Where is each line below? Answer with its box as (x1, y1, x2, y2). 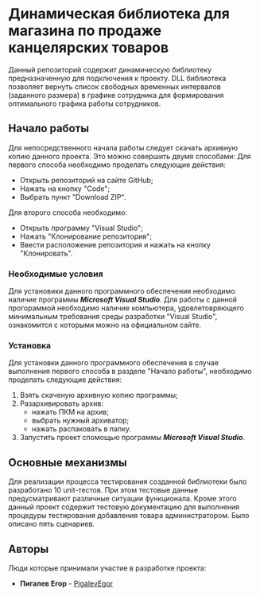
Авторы (8, 542, 49, 555)
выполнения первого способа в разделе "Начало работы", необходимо (8, 367, 252, 376)
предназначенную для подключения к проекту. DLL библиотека (8, 73, 227, 83)
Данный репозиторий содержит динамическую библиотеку (8, 64, 212, 74)
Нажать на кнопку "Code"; (19, 184, 111, 193)
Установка (8, 340, 52, 351)
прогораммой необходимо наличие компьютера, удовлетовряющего (8, 303, 244, 313)
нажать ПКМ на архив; (31, 407, 109, 417)
